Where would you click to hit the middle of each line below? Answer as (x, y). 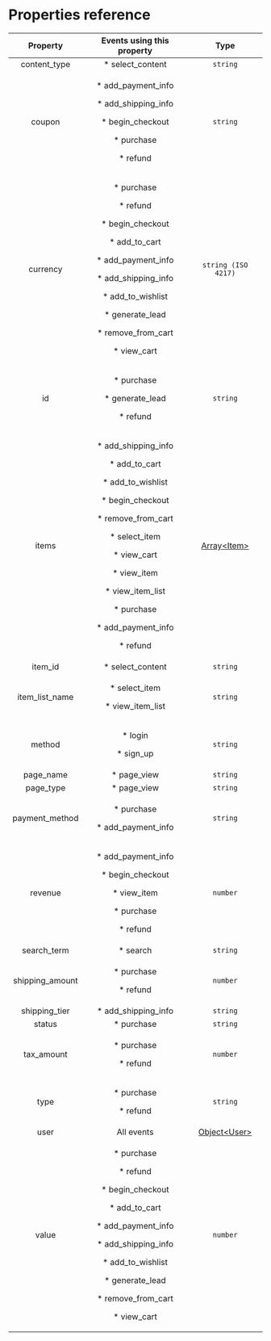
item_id (46, 666)
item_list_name (46, 697)
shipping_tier (46, 1011)
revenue (46, 892)
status (46, 1024)
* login (135, 735)
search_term (46, 950)
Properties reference (79, 15)
